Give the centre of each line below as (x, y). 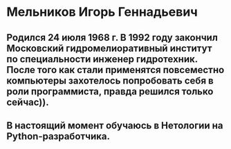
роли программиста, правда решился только (110, 91)
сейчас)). (28, 102)
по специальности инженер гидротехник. (102, 59)
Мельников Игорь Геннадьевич (102, 12)
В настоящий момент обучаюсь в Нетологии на (115, 125)
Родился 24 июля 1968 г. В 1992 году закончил (112, 38)
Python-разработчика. (58, 136)
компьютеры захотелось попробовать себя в (110, 80)
